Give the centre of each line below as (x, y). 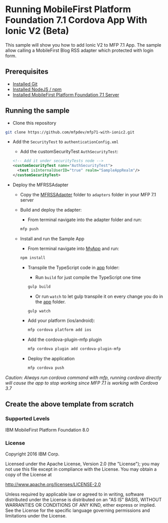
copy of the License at (29, 475)
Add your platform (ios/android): (61, 321)
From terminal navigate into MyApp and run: (73, 248)
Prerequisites (27, 72)
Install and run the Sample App (52, 238)
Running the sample (37, 111)
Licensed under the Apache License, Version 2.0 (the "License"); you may (82, 464)
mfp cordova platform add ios (59, 330)
